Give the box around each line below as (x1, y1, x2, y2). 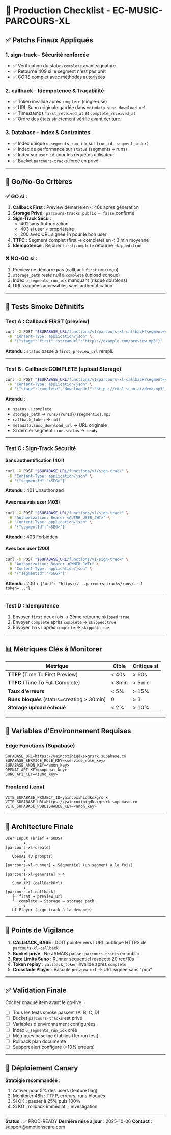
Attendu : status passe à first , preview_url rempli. (5, 348, 114, 354)
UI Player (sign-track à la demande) (12, 907, 93, 912)
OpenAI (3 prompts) (12, 854, 53, 859)
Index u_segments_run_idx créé (12, 1026, 77, 1033)
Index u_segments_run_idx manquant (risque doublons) (12, 277, 128, 283)
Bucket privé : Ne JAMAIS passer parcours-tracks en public (12, 950, 140, 956)
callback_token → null (12, 416, 61, 423)
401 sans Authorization (20, 221, 69, 227)
